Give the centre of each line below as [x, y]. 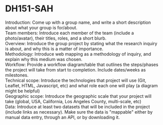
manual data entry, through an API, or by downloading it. [62, 117]
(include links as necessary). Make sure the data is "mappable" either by [79, 112]
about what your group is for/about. [41, 27]
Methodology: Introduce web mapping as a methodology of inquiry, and [78, 54]
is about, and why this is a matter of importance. [54, 49]
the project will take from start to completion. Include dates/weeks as [76, 69]
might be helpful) [23, 91]
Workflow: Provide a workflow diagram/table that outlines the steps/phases [82, 64]
